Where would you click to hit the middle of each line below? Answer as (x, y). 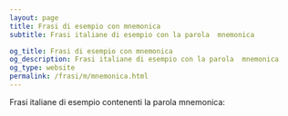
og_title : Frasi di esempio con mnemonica (91, 51)
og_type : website (42, 68)
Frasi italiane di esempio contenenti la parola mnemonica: (118, 101)
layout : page (34, 18)
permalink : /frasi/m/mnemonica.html (79, 77)
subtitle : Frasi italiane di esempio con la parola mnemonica (132, 34)
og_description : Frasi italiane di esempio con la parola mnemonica (144, 60)
